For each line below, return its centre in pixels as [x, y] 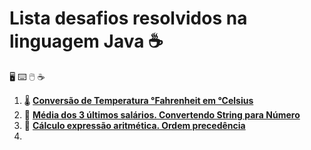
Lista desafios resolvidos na [128, 18]
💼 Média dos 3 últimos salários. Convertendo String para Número [162, 114]
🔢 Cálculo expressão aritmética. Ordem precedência [134, 125]
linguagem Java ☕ [86, 41]
